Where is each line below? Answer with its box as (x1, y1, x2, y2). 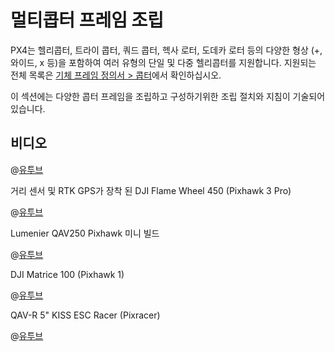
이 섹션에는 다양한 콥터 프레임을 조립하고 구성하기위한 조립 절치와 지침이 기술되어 (10, 90, 326, 102)
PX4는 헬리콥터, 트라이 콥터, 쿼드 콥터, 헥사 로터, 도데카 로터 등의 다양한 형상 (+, (10, 44, 323, 56)
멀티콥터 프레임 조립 (10, 9, 165, 32)
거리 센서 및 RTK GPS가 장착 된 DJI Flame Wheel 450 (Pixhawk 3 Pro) (10, 184, 292, 196)
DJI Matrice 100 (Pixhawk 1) (10, 268, 125, 280)
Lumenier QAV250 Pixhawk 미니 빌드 (10, 227, 160, 239)
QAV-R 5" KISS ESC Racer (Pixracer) (10, 309, 161, 321)
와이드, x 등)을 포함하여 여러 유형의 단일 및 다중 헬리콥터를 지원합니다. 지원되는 (10, 56, 317, 68)
